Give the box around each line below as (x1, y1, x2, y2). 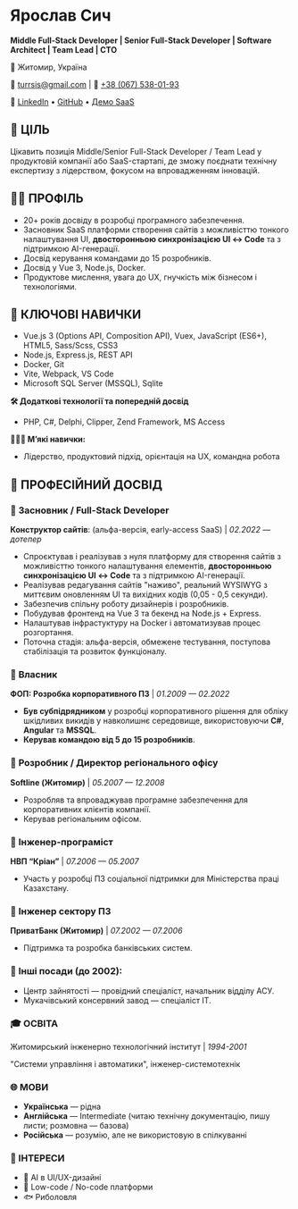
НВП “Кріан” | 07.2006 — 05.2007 (10, 855, 139, 867)
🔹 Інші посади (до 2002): (10, 965, 123, 978)
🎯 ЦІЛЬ (10, 122, 50, 138)
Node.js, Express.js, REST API (22, 349, 133, 360)
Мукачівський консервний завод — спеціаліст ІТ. (22, 995, 212, 1005)
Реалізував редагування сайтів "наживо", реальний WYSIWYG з (22, 580, 269, 591)
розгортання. (22, 627, 74, 638)
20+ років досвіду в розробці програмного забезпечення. (22, 214, 244, 225)
